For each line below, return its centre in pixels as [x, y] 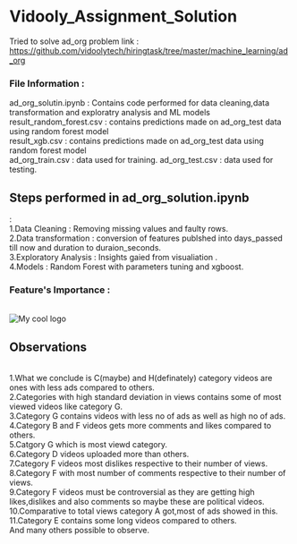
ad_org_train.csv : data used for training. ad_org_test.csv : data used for [141, 160]
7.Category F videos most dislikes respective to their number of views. [139, 463]
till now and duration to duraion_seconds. [85, 248]
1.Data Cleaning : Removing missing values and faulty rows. [119, 229]
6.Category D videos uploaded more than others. [99, 455]
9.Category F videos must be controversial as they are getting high [132, 492]
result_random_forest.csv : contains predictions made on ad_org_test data [145, 122]
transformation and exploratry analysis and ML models [110, 113]
